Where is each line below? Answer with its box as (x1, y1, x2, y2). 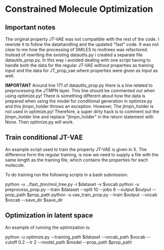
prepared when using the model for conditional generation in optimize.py (5, 98, 153, 104)
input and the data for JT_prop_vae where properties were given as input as (5, 68, 158, 73)
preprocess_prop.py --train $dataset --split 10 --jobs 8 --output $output (5, 186, 151, 192)
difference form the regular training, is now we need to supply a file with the (5, 151, 159, 157)
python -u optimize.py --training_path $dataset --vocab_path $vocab (5, 234, 146, 240)
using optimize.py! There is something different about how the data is (5, 93, 146, 99)
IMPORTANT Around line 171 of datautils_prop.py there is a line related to (5, 82, 153, 88)
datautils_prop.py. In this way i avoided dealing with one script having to (5, 57, 151, 63)
